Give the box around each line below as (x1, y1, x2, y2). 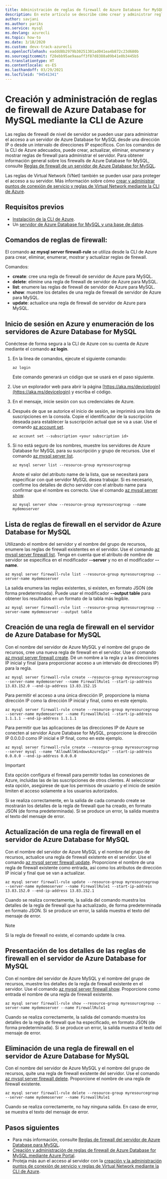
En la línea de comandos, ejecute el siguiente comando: (12, 355, 127, 361)
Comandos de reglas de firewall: (5, 236, 108, 244)
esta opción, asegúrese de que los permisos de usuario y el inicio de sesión (5, 782, 161, 788)
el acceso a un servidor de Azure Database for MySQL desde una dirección (5, 136, 160, 142)
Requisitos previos (5, 203, 64, 212)
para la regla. (5, 665, 32, 671)
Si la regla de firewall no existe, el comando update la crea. (5, 932, 126, 938)
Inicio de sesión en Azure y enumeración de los (5, 320, 155, 328)
